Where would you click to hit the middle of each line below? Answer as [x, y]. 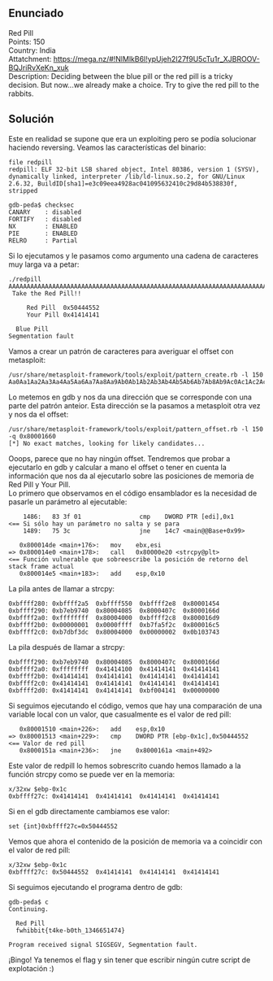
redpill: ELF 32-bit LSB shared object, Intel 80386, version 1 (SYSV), [134, 169]
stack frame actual [41, 566]
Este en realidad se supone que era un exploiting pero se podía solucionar [132, 138]
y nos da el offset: [39, 414]
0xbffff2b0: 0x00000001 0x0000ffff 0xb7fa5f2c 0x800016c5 [114, 625]
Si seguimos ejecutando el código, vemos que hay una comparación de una [135, 705]
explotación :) [31, 968]
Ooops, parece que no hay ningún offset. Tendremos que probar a [119, 458]
